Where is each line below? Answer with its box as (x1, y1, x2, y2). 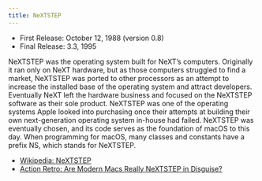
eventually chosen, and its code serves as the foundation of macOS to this (8, 124, 250, 133)
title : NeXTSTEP (8, 11, 62, 20)
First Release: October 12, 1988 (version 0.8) (19, 33, 164, 42)
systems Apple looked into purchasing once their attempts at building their (8, 107, 250, 116)
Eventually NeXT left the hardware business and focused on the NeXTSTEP (8, 90, 253, 99)
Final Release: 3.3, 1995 (19, 41, 97, 51)
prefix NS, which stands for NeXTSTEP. (8, 140, 137, 150)
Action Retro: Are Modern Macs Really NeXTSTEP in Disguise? (19, 164, 223, 173)
